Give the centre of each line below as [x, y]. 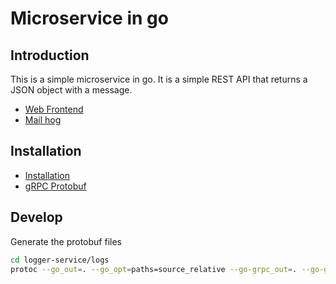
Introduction [50, 55]
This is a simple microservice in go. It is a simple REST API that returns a [159, 79]
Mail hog [43, 120]
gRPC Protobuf [55, 186]
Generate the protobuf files [66, 241]
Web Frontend [54, 109]
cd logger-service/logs [60, 260]
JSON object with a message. [71, 90]
